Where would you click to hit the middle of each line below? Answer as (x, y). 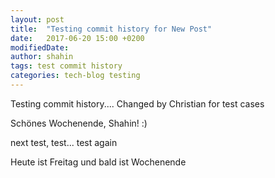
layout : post (37, 19)
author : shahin (42, 57)
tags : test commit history (66, 66)
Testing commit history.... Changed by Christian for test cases (137, 103)
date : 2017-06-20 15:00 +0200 (77, 38)
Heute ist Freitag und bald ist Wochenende (98, 162)
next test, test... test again (64, 142)
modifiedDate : (40, 47)
